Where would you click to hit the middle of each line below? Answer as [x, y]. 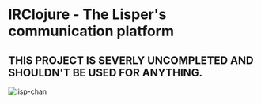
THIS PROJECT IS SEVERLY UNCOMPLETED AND [131, 60]
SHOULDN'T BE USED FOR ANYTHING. [106, 72]
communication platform [91, 31]
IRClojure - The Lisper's [87, 15]
